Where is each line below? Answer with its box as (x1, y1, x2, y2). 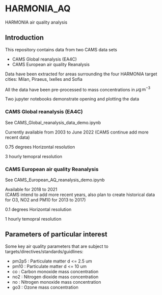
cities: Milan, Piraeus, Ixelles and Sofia (5, 76, 82, 82)
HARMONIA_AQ (5, 3, 71, 14)
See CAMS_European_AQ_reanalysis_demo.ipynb (5, 177, 105, 183)
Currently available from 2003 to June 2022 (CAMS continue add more (5, 129, 149, 135)
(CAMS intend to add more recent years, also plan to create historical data (5, 192, 155, 197)
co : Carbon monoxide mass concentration (12, 268, 99, 274)
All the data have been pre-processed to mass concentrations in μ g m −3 (5, 86, 151, 93)
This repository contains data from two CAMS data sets (5, 46, 117, 52)
